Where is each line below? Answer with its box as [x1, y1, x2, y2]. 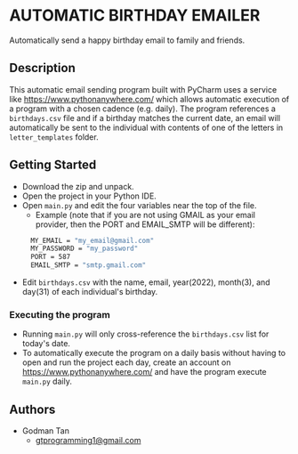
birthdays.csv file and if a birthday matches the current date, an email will [9, 112, 281, 123]
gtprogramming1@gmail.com [35, 435, 141, 446]
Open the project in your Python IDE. [21, 191, 157, 201]
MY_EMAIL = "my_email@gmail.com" [30, 236, 155, 245]
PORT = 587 [30, 253, 71, 262]
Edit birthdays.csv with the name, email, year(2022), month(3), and [21, 277, 270, 288]
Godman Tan [21, 426, 69, 436]
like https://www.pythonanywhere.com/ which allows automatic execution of [9, 93, 290, 104]
